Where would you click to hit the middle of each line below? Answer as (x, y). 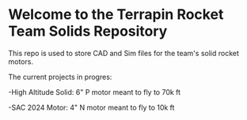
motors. (21, 62)
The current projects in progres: (60, 77)
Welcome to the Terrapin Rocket (116, 15)
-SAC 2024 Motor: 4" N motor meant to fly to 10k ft (91, 107)
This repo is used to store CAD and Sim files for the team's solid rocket (123, 53)
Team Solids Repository (88, 31)
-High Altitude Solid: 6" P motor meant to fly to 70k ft (94, 92)
